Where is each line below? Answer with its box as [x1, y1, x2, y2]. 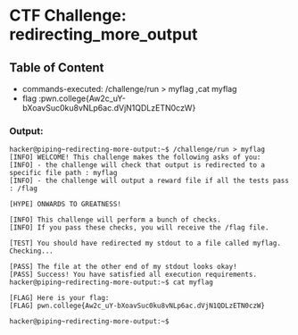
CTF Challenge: [9, 5, 127, 26]
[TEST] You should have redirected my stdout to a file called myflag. [9, 239, 281, 248]
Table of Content [9, 60, 104, 75]
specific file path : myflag [9, 169, 118, 178]
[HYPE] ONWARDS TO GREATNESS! [9, 200, 122, 209]
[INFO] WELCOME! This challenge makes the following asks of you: [9, 153, 261, 162]
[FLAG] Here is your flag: [9, 294, 110, 303]
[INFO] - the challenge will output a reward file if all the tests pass [9, 176, 290, 186]
